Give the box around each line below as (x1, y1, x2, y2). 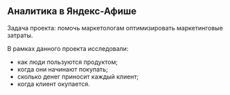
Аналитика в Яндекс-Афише (7, 6, 137, 17)
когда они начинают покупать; (17, 65, 109, 73)
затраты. (7, 31, 33, 39)
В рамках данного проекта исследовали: (7, 44, 129, 52)
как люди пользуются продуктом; (17, 58, 118, 66)
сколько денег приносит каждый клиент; (17, 72, 139, 81)
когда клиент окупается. (17, 79, 90, 88)
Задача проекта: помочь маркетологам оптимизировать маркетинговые (7, 23, 223, 32)
